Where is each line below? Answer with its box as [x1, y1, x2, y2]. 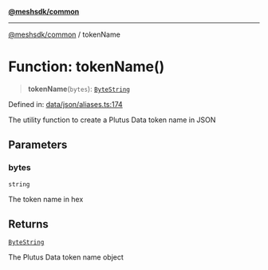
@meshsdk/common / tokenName [8, 30, 121, 39]
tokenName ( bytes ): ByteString [27, 84, 130, 93]
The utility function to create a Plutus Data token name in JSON [8, 115, 216, 125]
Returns [8, 217, 49, 231]
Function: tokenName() [8, 58, 165, 76]
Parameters [8, 138, 68, 152]
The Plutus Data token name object [8, 252, 124, 262]
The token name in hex [8, 194, 84, 204]
